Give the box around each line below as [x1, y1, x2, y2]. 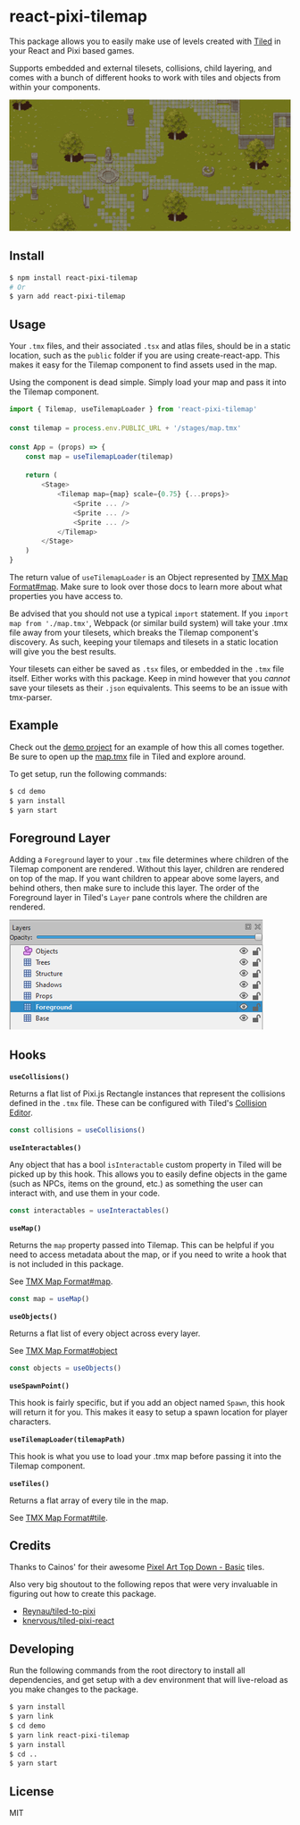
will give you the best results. [9, 646, 117, 657]
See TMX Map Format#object [9, 1345, 118, 1356]
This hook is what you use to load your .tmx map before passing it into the [9, 1450, 282, 1461]
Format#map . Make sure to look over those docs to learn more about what [9, 581, 283, 592]
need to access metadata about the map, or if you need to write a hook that [9, 1249, 287, 1260]
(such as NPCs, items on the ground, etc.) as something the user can [9, 1178, 263, 1188]
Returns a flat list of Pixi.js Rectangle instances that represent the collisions [9, 1088, 286, 1099]
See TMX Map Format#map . [9, 1276, 113, 1287]
